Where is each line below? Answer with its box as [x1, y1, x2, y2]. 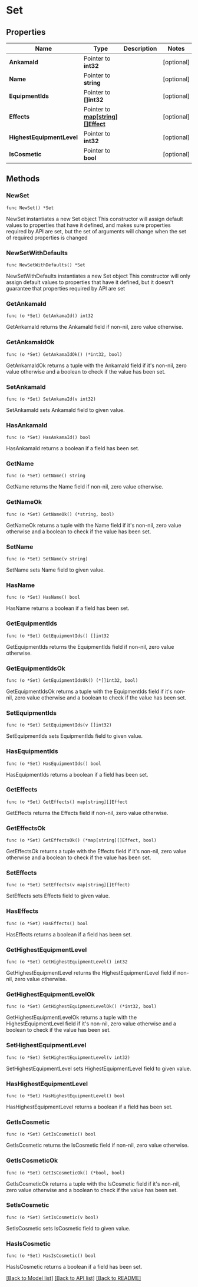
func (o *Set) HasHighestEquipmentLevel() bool [6, 1093, 126, 1099]
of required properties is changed [6, 234, 88, 241]
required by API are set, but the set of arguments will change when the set [6, 227, 187, 235]
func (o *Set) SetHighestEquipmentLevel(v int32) [6, 1054, 131, 1061]
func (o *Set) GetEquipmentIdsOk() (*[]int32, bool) [6, 677, 138, 684]
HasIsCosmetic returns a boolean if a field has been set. [6, 1263, 143, 1270]
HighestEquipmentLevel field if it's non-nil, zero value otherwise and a [6, 1020, 177, 1027]
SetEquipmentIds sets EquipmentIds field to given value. [6, 732, 143, 740]
